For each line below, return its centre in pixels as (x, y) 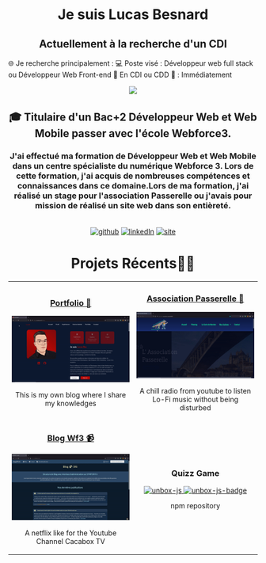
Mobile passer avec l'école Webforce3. (133, 133)
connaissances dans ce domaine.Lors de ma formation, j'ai (133, 186)
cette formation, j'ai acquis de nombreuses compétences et (133, 176)
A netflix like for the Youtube (71, 533)
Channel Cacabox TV (70, 542)
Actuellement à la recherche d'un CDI (133, 44)
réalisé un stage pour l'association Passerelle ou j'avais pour (133, 196)
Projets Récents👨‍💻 (133, 263)
